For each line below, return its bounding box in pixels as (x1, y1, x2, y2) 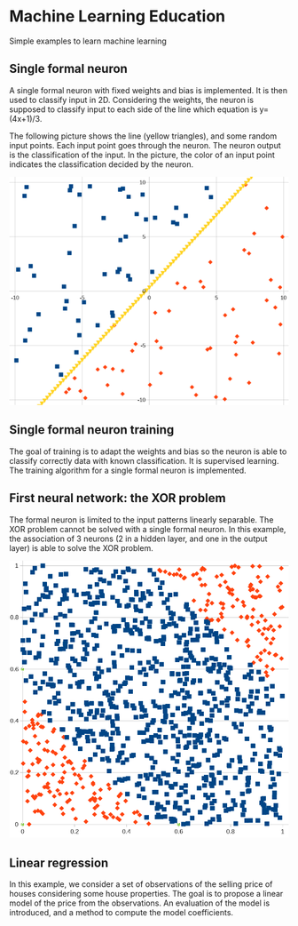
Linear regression (9, 855, 109, 870)
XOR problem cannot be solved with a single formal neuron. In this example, (9, 523, 286, 534)
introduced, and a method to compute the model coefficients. (9, 907, 233, 918)
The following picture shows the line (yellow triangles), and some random (9, 131, 278, 141)
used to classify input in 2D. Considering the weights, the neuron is (9, 94, 255, 105)
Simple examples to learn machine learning (9, 36, 167, 46)
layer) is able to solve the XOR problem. (9, 542, 153, 553)
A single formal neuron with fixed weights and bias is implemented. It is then (9, 84, 288, 95)
